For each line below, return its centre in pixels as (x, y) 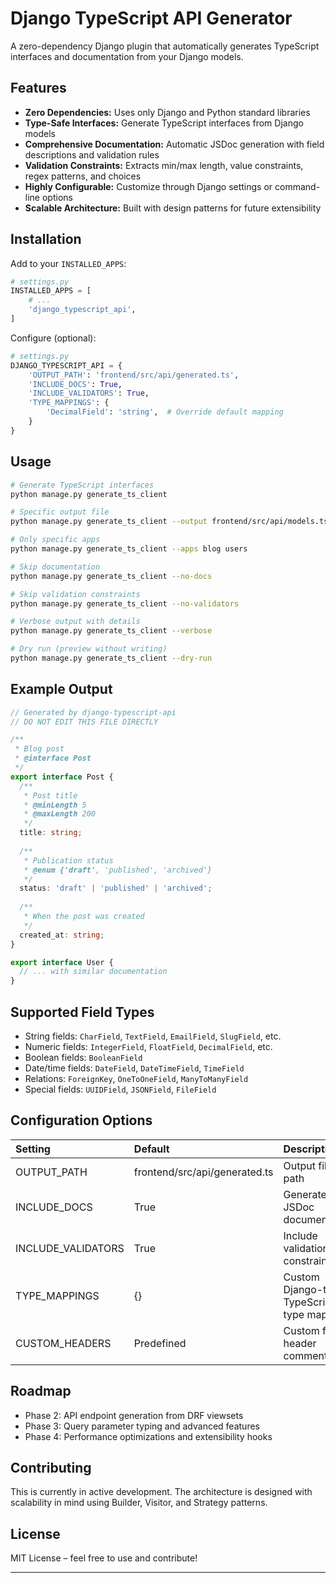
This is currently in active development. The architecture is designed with (161, 1492)
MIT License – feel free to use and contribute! (104, 1558)
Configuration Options (81, 1120)
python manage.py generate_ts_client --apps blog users (129, 549)
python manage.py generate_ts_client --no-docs (111, 576)
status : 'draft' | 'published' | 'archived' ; (116, 888)
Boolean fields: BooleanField (83, 1057)
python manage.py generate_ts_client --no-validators (125, 603)
